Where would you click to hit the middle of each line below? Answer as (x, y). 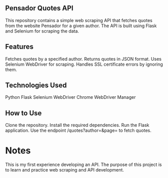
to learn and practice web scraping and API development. (65, 170)
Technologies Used (36, 85)
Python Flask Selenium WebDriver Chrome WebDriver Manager (71, 97)
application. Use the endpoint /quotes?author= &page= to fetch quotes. (78, 130)
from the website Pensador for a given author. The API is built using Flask (81, 26)
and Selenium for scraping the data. (42, 31)
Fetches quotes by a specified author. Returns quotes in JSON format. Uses (83, 59)
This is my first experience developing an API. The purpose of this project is (83, 164)
